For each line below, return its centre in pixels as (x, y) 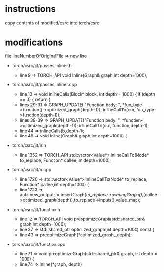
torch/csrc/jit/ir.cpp (32, 169)
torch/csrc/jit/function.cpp (39, 244)
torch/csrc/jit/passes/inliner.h (42, 65)
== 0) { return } (35, 99)
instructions (30, 9)
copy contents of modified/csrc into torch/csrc (52, 23)
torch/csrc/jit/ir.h (29, 145)
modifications (34, 42)
